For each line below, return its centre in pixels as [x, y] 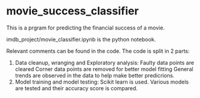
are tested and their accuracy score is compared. [76, 88]
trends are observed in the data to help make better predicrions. [95, 75]
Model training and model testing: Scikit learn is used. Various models [102, 82]
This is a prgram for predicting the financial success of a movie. [85, 28]
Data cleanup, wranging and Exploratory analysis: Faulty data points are [105, 63]
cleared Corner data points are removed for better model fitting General [104, 69]
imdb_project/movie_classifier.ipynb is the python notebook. [81, 39]
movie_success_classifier [73, 11]
